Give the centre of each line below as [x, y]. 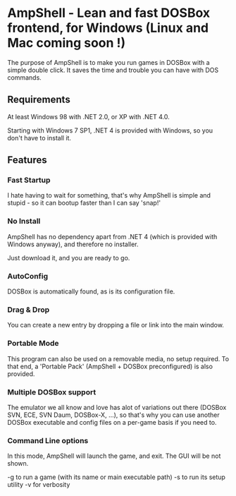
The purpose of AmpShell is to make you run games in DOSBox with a [108, 62]
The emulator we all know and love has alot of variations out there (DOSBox [117, 407]
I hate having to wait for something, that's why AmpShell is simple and [109, 195]
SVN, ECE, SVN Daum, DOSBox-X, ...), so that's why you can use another [113, 415]
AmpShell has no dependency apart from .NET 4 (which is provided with [112, 236]
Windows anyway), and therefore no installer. [73, 244]
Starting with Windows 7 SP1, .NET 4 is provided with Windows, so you [110, 130]
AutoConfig [27, 276]
